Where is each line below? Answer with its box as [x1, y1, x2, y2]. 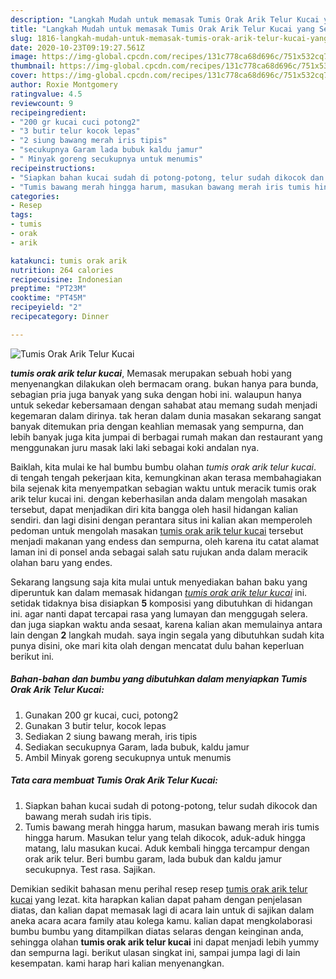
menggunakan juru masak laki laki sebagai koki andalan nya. [10, 441, 260, 453]
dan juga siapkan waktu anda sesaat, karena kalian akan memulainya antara [10, 618, 323, 630]
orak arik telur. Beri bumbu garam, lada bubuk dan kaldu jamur [24, 852, 283, 865]
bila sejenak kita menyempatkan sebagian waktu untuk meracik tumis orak [10, 482, 317, 494]
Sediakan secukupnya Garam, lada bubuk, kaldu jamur [24, 741, 250, 753]
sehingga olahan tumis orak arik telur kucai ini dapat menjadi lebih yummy [10, 936, 320, 948]
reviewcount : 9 [10, 98, 74, 108]
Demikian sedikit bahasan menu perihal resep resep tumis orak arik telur [10, 882, 308, 895]
